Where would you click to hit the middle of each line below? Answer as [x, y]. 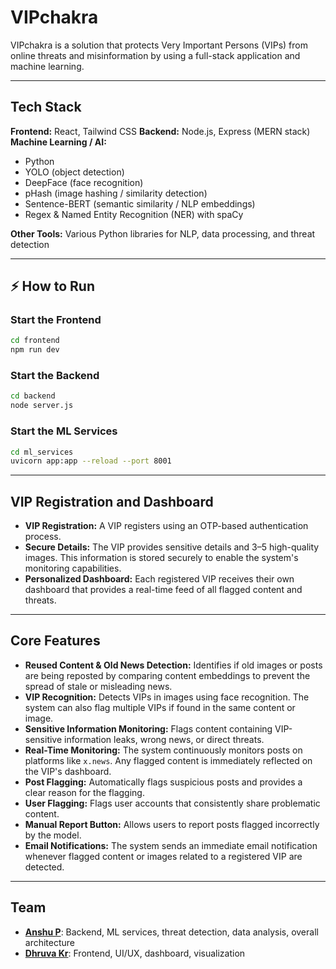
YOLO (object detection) [74, 172]
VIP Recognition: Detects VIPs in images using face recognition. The [167, 697]
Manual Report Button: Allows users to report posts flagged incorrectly [172, 824]
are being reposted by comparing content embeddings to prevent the [167, 675]
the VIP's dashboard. [68, 771]
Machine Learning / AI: [58, 142]
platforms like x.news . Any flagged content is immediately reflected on [168, 760]
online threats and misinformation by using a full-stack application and [155, 55]
